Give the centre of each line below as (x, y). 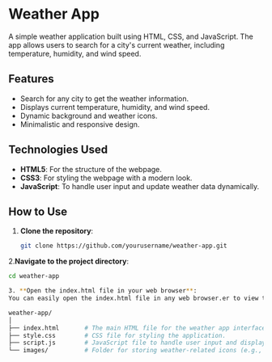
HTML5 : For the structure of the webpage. (91, 169)
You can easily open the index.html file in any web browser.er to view (134, 298)
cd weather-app (34, 276)
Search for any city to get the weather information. (104, 99)
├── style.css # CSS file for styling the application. (117, 335)
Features (31, 79)
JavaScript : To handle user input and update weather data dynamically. (140, 186)
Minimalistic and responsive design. (80, 124)
